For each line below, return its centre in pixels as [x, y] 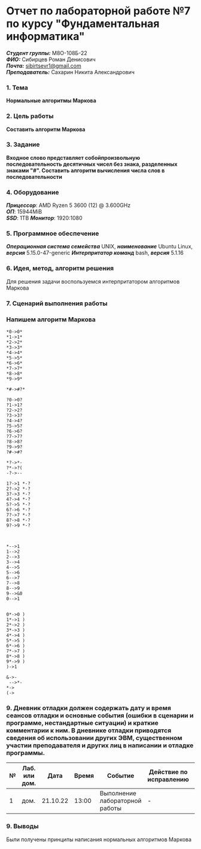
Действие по [168, 772]
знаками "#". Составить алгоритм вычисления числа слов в [86, 170]
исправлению [168, 780]
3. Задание [23, 145]
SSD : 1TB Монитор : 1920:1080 [44, 218]
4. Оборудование [33, 192]
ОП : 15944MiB [24, 212]
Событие [121, 776]
